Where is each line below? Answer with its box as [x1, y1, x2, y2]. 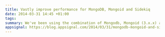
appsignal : [5, 25, 27, 30]
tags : [5, 16, 16, 21]
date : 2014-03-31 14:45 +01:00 [5, 12, 69, 16]
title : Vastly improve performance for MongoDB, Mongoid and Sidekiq [5, 7, 151, 12]
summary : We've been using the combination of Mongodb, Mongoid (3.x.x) [5, 20, 157, 25]
